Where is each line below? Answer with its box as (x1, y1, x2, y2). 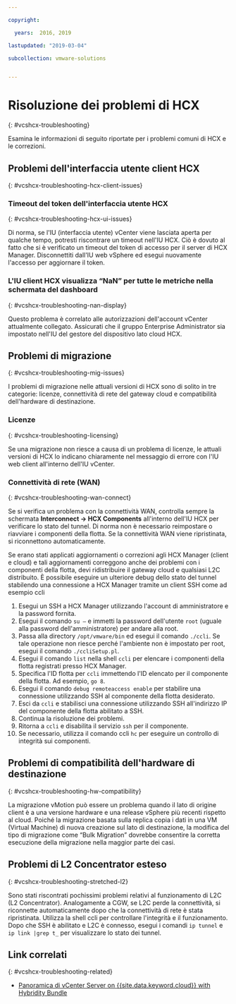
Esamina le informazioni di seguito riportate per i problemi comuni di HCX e (8, 135, 226, 143)
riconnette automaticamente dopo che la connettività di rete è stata (8, 906, 204, 914)
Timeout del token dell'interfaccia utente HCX (8, 198, 168, 208)
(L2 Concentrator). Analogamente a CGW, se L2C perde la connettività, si (8, 898, 221, 907)
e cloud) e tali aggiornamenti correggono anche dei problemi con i (8, 558, 200, 567)
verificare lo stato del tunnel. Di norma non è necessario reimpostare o (8, 522, 213, 530)
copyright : (8, 16, 40, 23)
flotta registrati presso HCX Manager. (18, 662, 127, 670)
